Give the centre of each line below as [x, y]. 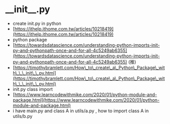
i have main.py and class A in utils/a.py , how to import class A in [81, 111]
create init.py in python [37, 23]
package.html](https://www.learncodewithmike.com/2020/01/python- [86, 100]
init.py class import [33, 89]
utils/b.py [22, 116]
